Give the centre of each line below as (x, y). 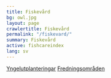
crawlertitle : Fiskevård (38, 29)
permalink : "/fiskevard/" (39, 34)
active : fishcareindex (35, 46)
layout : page (23, 23)
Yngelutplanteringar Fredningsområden (56, 68)
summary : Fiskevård (31, 40)
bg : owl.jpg (21, 18)
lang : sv (17, 51)
